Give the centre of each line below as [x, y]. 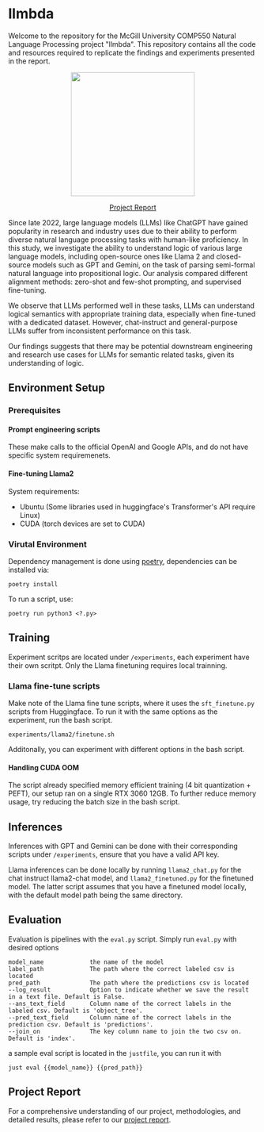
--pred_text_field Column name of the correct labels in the [120, 1017]
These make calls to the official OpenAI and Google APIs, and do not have [128, 447]
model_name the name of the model [86, 962]
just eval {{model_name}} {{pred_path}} [76, 1068]
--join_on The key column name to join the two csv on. [125, 1031]
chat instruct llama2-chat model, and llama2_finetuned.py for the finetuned [131, 878]
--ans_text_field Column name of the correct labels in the [120, 1003]
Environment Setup [57, 388]
